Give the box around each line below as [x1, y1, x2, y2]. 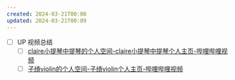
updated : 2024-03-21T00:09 [6, 17, 87, 24]
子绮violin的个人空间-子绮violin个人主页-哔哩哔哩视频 [27, 64, 183, 73]
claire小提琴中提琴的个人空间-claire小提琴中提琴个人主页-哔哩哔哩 [27, 46, 222, 55]
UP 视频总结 [16, 37, 53, 46]
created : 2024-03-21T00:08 [6, 10, 87, 18]
